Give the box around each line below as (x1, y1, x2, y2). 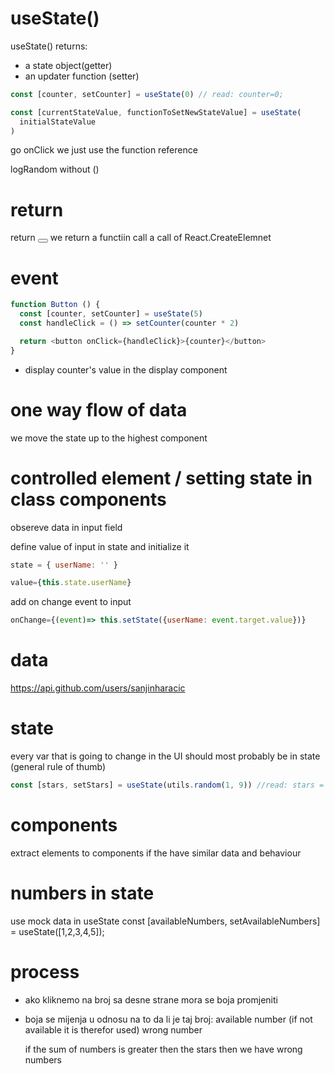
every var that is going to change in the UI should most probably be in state (10, 750, 321, 762)
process (10, 961, 80, 983)
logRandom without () (10, 163, 100, 176)
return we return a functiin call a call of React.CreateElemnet (10, 232, 272, 244)
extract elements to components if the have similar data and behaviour (10, 847, 302, 859)
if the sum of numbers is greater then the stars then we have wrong (24, 1043, 303, 1055)
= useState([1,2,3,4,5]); (10, 925, 105, 937)
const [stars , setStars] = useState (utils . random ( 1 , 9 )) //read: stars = (10, 780, 325, 791)
